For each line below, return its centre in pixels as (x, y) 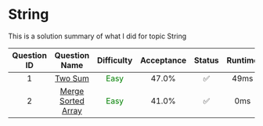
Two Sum (72, 78)
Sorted (72, 101)
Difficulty (115, 60)
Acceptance (163, 60)
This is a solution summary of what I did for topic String (97, 36)
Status (207, 60)
